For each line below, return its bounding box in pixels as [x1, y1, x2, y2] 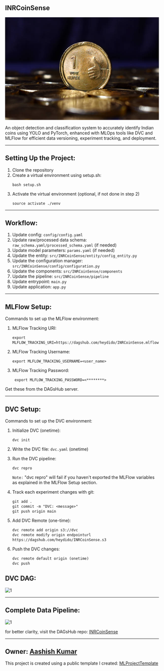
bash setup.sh [12, 182, 41, 187]
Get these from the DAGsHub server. [5, 386, 79, 392]
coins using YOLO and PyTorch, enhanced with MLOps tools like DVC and [5, 130, 153, 136]
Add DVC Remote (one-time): [12, 517, 71, 523]
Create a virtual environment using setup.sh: [12, 172, 102, 178]
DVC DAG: [5, 574, 37, 583]
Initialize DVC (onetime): [12, 427, 61, 433]
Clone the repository [12, 167, 54, 173]
